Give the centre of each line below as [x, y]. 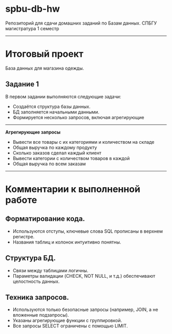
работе [21, 200]
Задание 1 [22, 84]
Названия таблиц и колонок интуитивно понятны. [67, 242]
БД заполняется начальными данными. [56, 112]
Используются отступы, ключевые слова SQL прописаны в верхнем [88, 231]
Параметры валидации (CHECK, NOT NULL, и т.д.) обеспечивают [84, 276]
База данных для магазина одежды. [45, 68]
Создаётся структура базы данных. [51, 106]
